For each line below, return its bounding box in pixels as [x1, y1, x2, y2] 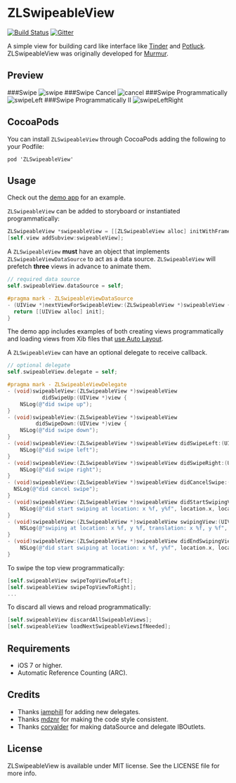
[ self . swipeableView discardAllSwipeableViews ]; [7, 617, 152, 624]
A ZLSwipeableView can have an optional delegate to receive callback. [7, 348, 208, 357]
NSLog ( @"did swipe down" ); [20, 427, 99, 434]
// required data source [7, 276, 80, 283]
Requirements [7, 643, 70, 654]
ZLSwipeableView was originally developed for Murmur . [7, 49, 169, 58]
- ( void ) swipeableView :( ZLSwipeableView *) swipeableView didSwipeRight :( [7, 459, 228, 466]
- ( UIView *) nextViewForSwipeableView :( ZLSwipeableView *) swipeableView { [7, 301, 231, 308]
